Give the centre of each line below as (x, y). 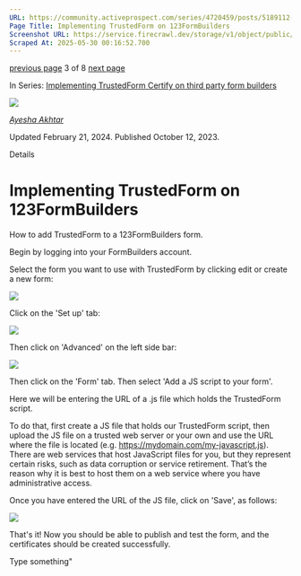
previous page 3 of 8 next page (67, 68)
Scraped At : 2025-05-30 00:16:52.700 (80, 43)
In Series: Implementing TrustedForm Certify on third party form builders (143, 85)
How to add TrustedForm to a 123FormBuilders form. (106, 235)
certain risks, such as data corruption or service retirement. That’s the (138, 464)
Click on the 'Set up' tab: (55, 313)
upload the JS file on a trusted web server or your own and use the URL (142, 435)
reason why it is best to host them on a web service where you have (135, 474)
